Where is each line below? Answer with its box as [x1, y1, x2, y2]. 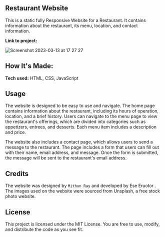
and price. [5, 129, 26, 135]
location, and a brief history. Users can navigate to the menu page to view [5, 113, 157, 119]
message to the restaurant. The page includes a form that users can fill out [5, 144, 159, 150]
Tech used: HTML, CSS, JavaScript [5, 75, 78, 81]
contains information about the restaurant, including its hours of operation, [5, 108, 159, 114]
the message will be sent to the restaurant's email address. [5, 155, 126, 161]
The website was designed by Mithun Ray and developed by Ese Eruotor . [5, 182, 156, 189]
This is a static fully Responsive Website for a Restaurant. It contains [5, 17, 146, 23]
